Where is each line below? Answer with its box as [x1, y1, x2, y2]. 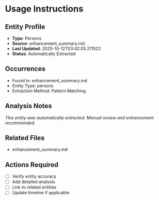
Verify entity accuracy [12, 173, 57, 179]
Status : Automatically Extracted [12, 51, 76, 57]
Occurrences [5, 65, 46, 73]
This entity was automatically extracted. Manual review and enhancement [5, 114, 154, 120]
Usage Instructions [5, 3, 84, 14]
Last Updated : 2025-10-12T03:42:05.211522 [12, 46, 101, 51]
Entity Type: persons [12, 83, 54, 88]
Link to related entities [12, 185, 57, 190]
